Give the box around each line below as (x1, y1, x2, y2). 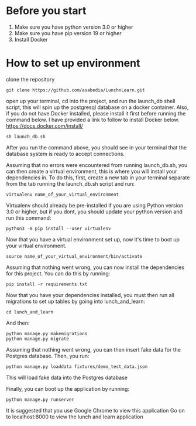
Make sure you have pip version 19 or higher (14, 29, 122, 36)
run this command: (6, 214, 51, 221)
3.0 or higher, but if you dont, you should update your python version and (6, 208, 183, 215)
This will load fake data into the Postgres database (6, 374, 128, 381)
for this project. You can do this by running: (6, 270, 111, 277)
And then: (6, 319, 30, 326)
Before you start (6, 4, 87, 18)
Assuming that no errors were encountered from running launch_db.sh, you (6, 161, 188, 168)
